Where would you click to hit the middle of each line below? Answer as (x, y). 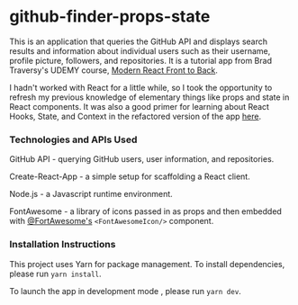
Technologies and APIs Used (73, 139)
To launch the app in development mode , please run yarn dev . (125, 291)
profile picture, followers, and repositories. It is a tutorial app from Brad (141, 60)
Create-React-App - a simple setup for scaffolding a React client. (130, 176)
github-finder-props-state (110, 17)
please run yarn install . (55, 274)
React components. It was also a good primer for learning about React (140, 106)
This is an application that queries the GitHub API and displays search (139, 41)
